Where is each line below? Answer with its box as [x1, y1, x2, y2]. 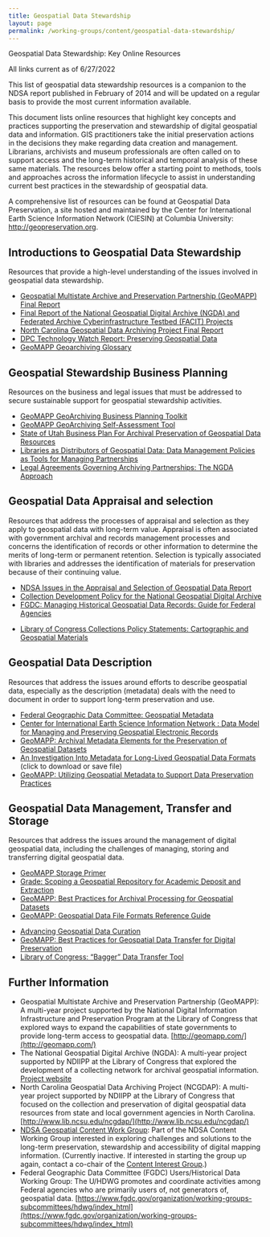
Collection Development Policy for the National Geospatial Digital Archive [19, 591, 262, 600]
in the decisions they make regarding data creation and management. [8, 138, 239, 148]
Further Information [8, 975, 109, 989]
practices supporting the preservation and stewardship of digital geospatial [8, 122, 258, 131]
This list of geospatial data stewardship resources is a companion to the [8, 80, 247, 89]
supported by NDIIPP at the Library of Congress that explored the [19, 1057, 237, 1066]
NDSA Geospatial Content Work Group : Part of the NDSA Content [19, 1125, 237, 1135]
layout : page [8, 19, 52, 27]
